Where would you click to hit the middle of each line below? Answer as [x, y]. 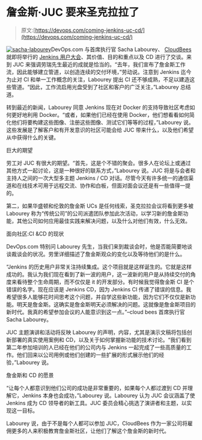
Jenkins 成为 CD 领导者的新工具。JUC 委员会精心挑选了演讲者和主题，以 [96, 403]
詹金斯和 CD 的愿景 [30, 375]
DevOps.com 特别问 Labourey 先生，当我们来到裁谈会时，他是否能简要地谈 [99, 246]
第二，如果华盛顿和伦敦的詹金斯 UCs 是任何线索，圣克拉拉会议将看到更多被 [100, 206]
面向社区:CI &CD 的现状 [35, 234]
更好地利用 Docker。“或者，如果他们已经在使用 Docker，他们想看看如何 [100, 114]
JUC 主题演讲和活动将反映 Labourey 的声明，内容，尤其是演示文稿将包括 [97, 332]
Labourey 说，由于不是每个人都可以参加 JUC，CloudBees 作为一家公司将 [97, 423]
